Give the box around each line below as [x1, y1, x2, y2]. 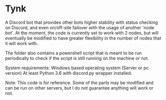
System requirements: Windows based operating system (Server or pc [5, 65, 149, 71]
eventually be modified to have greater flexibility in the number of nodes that [5, 35, 162, 41]
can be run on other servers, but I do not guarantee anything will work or [5, 85, 154, 91]
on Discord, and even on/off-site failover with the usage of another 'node [5, 24, 155, 30]
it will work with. [5, 40, 38, 46]
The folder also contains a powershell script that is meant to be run [5, 50, 142, 56]
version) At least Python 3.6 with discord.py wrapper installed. [5, 70, 132, 76]
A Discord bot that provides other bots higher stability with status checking [5, 19, 158, 25]
